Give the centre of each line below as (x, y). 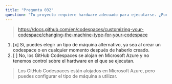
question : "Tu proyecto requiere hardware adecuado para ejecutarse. (81, 15)
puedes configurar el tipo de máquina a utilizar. (68, 76)
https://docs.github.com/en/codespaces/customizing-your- (81, 29)
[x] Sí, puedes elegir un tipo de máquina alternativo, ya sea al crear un (87, 44)
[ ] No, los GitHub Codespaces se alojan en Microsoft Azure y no (81, 55)
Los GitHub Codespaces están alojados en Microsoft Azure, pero (86, 71)
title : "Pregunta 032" (29, 10)
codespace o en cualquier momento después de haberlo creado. (81, 50)
